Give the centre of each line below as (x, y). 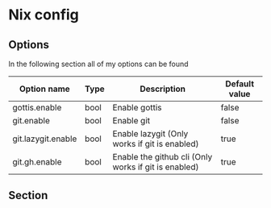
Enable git (131, 121)
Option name (44, 89)
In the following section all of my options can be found (98, 64)
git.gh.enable (37, 162)
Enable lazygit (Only (150, 133)
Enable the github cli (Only (163, 157)
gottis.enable (37, 108)
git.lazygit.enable (45, 139)
